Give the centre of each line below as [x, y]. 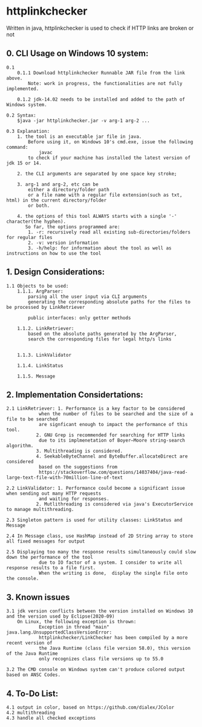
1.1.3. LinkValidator [44, 355]
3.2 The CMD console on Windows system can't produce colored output [96, 670]
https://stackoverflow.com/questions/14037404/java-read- [113, 472]
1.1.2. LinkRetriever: [46, 328]
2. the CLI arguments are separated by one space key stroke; [97, 174]
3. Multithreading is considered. [79, 451]
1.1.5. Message [36, 376]
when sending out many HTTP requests [54, 494]
